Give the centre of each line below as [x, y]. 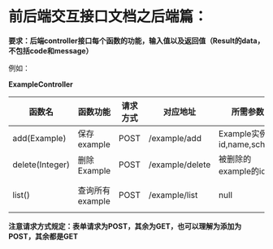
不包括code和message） [51, 50]
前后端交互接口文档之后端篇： [108, 17]
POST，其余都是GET [43, 236]
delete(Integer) [41, 165]
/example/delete [180, 165]
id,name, [235, 144]
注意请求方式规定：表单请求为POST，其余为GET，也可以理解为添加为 [125, 226]
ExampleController [41, 84]
